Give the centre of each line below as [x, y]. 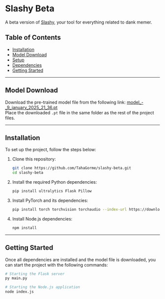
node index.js [20, 292]
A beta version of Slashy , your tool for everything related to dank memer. [79, 22]
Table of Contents [33, 38]
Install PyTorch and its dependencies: [50, 200]
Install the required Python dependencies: [55, 182]
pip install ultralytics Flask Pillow [52, 191]
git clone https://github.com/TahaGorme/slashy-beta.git [72, 168]
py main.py [16, 278]
